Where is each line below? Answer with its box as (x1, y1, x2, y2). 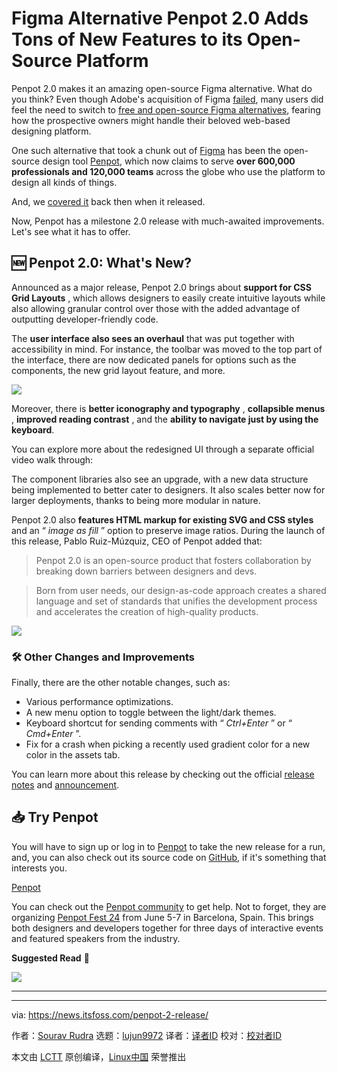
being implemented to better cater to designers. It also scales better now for (11, 483, 326, 496)
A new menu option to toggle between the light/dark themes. (25, 707, 277, 719)
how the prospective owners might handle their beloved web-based (11, 114, 291, 126)
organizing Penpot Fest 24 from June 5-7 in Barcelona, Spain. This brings (11, 911, 314, 923)
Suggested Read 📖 (11, 952, 90, 964)
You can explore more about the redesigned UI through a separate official (11, 443, 315, 455)
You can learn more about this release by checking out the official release (11, 768, 315, 781)
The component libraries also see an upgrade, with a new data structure (11, 473, 309, 485)
